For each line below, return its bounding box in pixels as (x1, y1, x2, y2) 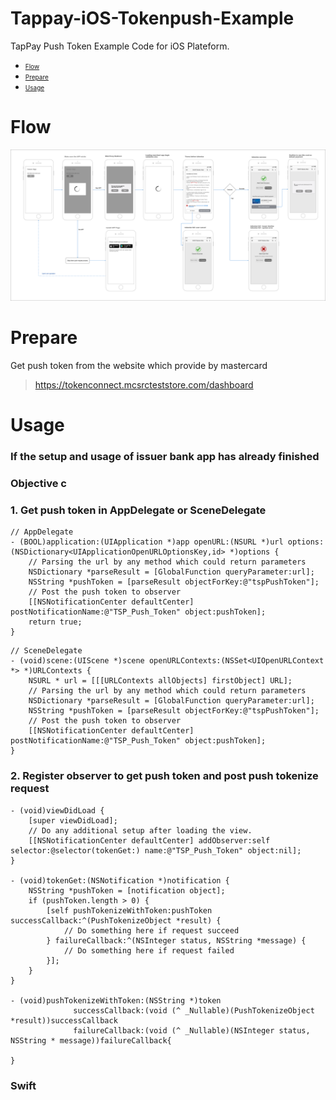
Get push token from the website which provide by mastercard (10, 359, 268, 371)
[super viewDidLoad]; (28, 815, 118, 826)
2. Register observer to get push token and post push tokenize (10, 769, 319, 783)
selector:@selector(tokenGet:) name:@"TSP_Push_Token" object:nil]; (10, 845, 302, 856)
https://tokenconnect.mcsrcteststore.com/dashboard (34, 378, 254, 391)
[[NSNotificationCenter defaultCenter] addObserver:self (28, 835, 271, 846)
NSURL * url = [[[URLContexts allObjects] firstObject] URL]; (28, 676, 293, 686)
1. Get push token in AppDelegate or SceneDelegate (10, 503, 267, 517)
